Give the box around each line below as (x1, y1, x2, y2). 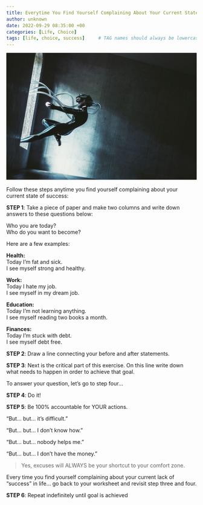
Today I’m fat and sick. (6, 258, 63, 265)
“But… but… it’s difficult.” (6, 414, 68, 422)
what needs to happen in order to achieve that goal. (6, 368, 135, 375)
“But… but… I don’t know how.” (6, 426, 83, 434)
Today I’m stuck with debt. (6, 332, 72, 339)
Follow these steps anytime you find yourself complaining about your (6, 185, 178, 193)
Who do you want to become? (6, 228, 82, 236)
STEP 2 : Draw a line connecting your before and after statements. (6, 350, 170, 357)
